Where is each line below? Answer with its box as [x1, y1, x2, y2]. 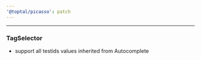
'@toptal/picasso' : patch [6, 8, 71, 15]
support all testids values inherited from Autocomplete [14, 47, 150, 54]
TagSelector [6, 34, 43, 42]
